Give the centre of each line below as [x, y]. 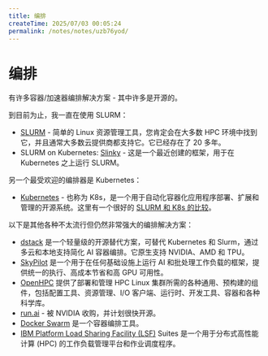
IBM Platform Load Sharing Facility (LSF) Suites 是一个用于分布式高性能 [139, 333]
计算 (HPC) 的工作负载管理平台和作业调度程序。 [100, 344]
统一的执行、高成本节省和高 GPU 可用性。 [97, 272]
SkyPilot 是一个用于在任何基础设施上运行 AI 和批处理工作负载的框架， [136, 263]
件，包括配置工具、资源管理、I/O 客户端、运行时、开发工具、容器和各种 [140, 293]
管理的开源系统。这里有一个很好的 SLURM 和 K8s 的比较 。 [118, 207]
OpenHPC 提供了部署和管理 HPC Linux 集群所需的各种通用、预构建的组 [139, 283]
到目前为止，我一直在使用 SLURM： [68, 115]
